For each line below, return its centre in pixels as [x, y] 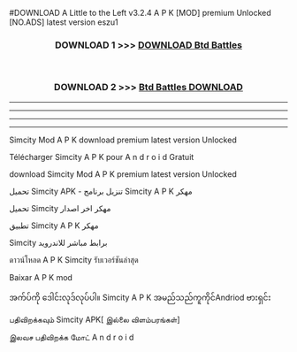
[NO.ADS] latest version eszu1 [64, 22]
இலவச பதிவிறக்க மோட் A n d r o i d [72, 337]
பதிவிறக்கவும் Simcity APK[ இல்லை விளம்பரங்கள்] [95, 319]
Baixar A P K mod [41, 277]
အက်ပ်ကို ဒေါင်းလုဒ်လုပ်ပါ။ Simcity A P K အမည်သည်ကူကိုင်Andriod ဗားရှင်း [140, 297]
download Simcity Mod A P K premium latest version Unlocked [123, 174]
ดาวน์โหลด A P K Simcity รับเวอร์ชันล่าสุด [74, 259]
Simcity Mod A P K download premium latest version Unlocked [123, 140]
